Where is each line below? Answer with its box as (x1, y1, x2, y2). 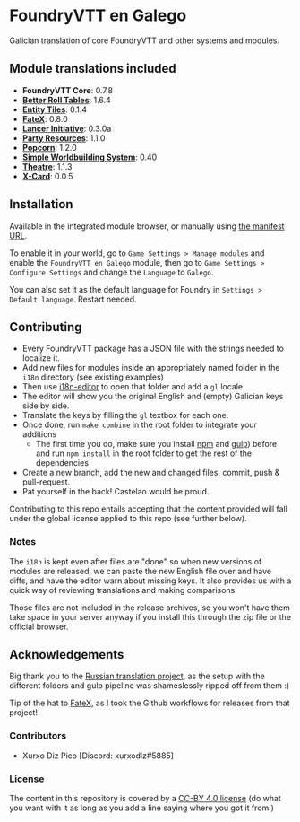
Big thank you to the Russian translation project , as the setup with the (9, 670, 266, 682)
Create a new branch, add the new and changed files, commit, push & (21, 468, 280, 478)
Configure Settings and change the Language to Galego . (9, 267, 214, 277)
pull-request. (21, 477, 71, 487)
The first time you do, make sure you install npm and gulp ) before (35, 439, 278, 450)
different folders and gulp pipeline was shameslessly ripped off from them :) (9, 680, 290, 691)
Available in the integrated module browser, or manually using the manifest (9, 221, 285, 232)
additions (21, 429, 57, 440)
